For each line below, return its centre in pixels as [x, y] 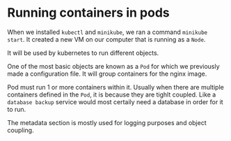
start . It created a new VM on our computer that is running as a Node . [106, 39]
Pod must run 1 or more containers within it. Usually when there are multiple [115, 87]
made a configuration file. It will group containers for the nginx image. [107, 74]
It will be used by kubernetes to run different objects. [83, 53]
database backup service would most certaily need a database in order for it [115, 101]
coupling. [21, 130]
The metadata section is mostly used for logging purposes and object [107, 122]
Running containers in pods [88, 13]
